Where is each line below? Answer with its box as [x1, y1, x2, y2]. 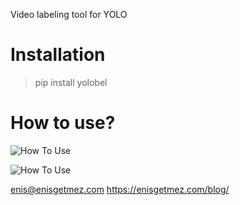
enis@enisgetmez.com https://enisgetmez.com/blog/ [10, 183, 230, 195]
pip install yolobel [34, 76, 108, 88]
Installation [10, 44, 106, 66]
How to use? [10, 112, 116, 134]
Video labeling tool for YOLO [10, 9, 128, 20]
